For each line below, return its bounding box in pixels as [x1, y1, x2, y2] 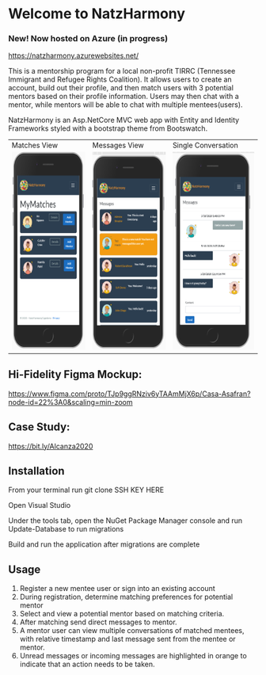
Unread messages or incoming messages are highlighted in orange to [19, 651, 247, 661]
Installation [8, 464, 65, 478]
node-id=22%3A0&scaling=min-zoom [8, 397, 133, 406]
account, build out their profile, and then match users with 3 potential [8, 83, 234, 93]
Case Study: [8, 421, 70, 434]
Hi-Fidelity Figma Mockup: [8, 368, 142, 381]
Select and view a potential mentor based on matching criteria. [19, 609, 225, 619]
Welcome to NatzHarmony [8, 5, 186, 23]
